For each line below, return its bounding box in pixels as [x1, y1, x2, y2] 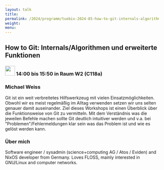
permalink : [5, 16, 27, 21]
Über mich [5, 138, 30, 145]
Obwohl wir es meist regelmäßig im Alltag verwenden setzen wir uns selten [5, 100, 156, 106]
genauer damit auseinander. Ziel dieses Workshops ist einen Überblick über [5, 105, 158, 111]
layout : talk [5, 7, 32, 12]
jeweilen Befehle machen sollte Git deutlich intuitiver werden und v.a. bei [5, 115, 151, 121]
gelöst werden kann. [5, 126, 46, 132]
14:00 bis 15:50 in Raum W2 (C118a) [16, 70, 102, 77]
